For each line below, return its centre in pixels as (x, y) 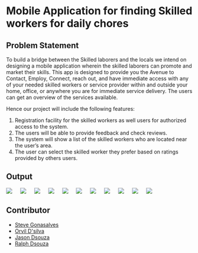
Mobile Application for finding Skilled (99, 11)
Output (19, 177)
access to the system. (41, 126)
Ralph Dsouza (32, 244)
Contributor (28, 211)
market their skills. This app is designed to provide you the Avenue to (90, 72)
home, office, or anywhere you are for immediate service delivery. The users (99, 91)
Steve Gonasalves (37, 225)
